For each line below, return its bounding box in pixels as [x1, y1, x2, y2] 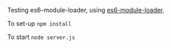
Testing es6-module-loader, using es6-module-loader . [7, 6, 165, 14]
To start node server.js [7, 33, 76, 41]
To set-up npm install [7, 19, 72, 27]
